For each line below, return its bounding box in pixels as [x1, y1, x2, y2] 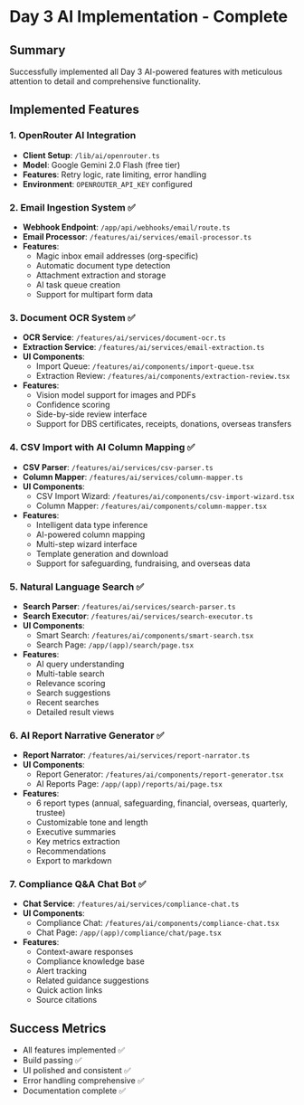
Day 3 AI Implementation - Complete [9, 6, 289, 27]
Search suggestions [35, 687, 111, 698]
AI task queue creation [35, 279, 120, 290]
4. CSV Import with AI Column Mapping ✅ [9, 441, 195, 454]
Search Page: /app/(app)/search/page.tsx [35, 639, 195, 650]
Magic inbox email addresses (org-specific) [35, 250, 199, 261]
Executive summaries [35, 826, 116, 837]
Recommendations [35, 845, 107, 856]
